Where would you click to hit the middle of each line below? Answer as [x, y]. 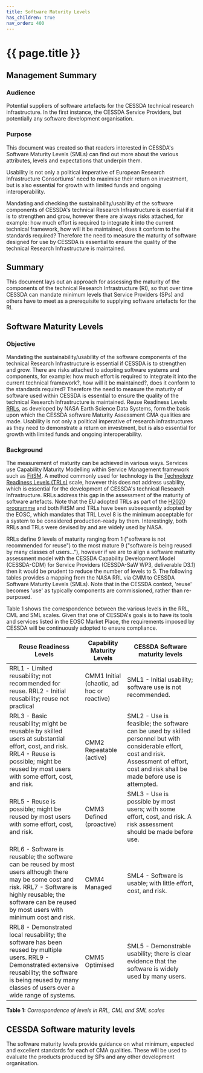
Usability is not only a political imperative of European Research [85, 172]
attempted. [142, 784]
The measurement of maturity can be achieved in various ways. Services [97, 463]
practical [22, 706]
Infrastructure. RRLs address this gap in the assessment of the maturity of [98, 495]
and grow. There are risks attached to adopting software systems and [93, 370]
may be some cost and [42, 880]
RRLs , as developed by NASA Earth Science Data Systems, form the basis [98, 409]
